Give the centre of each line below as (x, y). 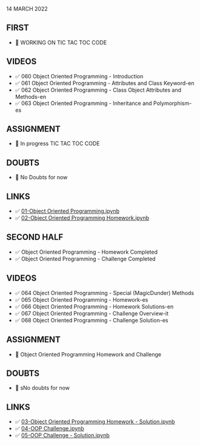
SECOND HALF (35, 237)
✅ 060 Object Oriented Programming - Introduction (79, 76)
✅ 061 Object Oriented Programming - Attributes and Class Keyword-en (105, 83)
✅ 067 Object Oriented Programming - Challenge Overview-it (92, 313)
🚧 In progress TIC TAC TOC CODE (57, 144)
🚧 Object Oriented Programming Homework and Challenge (88, 354)
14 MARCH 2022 (27, 9)
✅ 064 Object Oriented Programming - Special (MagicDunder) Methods (105, 293)
